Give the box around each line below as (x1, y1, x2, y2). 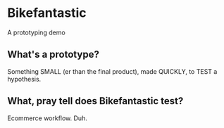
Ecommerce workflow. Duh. (7, 114, 88, 122)
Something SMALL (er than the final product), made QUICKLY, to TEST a (7, 67, 218, 75)
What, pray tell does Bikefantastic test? (7, 95, 184, 107)
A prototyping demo (7, 28, 66, 37)
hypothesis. (7, 75, 42, 83)
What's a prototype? (7, 49, 100, 60)
